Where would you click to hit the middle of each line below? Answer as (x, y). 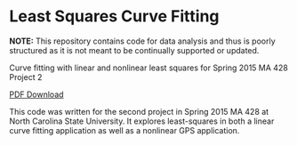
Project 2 (26, 77)
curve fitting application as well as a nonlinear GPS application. (124, 130)
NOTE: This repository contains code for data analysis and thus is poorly (142, 41)
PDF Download (36, 94)
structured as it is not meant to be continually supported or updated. (134, 50)
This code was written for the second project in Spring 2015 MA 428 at (139, 111)
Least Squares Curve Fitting (114, 16)
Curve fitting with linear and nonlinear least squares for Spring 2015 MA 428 (149, 68)
